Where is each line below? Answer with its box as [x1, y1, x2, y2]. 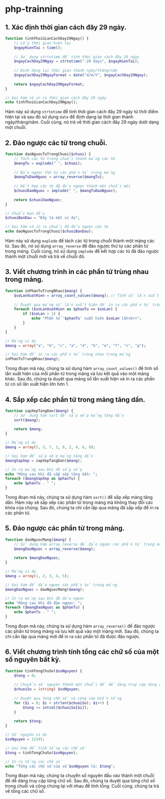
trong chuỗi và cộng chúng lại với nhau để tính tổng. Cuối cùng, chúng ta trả [5, 783, 160, 789]
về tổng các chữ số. [5, 788, 45, 794]
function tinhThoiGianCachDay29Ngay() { [5, 36, 89, 41]
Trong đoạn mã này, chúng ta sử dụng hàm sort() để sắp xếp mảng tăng [5, 494, 153, 500]
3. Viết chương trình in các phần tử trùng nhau [5, 268, 149, 276]
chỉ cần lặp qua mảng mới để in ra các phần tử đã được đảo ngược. [5, 634, 141, 639]
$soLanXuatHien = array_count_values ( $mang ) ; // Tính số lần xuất [14, 293, 160, 298]
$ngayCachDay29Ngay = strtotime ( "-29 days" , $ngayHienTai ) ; [14, 59, 139, 64]
